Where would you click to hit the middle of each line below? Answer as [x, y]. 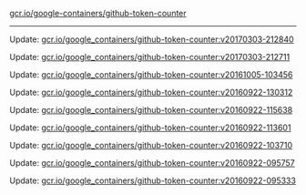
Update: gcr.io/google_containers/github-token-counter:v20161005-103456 [151, 75]
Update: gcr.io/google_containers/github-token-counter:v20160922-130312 [151, 92]
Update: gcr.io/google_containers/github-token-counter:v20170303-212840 [152, 39]
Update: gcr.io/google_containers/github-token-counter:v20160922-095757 [152, 163]
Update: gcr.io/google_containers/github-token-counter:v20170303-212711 [150, 57]
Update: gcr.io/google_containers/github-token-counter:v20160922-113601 [150, 128]
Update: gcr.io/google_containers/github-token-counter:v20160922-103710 [151, 145]
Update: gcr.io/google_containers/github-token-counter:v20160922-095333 [153, 180]
